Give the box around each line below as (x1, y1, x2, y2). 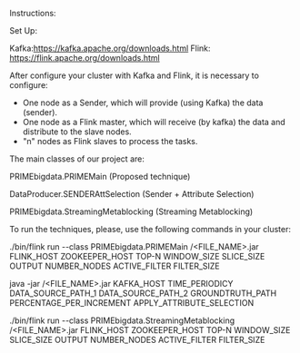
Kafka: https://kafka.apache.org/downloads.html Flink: (9, 43, 211, 54)
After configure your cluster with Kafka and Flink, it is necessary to (9, 70, 259, 81)
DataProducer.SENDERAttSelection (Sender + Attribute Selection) (9, 189, 255, 199)
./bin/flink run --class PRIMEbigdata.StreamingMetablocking (9, 315, 235, 326)
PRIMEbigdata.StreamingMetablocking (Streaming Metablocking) (9, 206, 254, 217)
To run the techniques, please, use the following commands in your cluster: (9, 224, 292, 234)
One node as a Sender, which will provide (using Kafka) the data (22, 97, 264, 108)
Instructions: (9, 8, 56, 18)
